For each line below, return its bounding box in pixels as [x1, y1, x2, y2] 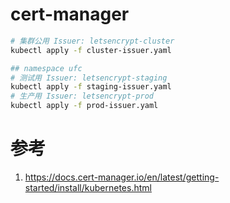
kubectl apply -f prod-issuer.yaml [10, 101, 159, 111]
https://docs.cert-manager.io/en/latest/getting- [24, 171, 220, 183]
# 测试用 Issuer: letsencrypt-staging [10, 73, 168, 83]
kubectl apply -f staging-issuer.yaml [10, 82, 172, 92]
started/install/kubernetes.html [24, 182, 152, 193]
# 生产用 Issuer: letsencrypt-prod [10, 91, 154, 102]
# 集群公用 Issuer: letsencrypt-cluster [10, 36, 175, 46]
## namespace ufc [10, 63, 83, 73]
